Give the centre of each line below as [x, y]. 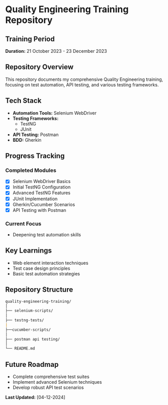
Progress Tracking [35, 156]
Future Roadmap [32, 364]
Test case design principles [41, 268]
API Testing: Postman [36, 134]
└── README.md [20, 349]
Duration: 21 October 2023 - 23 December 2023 [56, 51]
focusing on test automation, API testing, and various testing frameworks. [82, 84]
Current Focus [23, 224]
